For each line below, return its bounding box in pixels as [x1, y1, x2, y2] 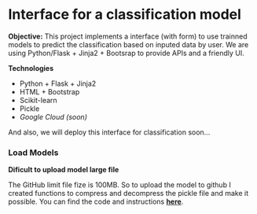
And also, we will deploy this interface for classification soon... [8, 127, 211, 137]
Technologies [8, 63, 54, 72]
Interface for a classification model [8, 6, 242, 24]
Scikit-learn [19, 95, 57, 105]
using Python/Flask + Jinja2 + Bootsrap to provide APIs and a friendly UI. [8, 48, 245, 57]
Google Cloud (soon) [19, 112, 88, 121]
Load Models [8, 147, 59, 158]
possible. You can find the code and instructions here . [8, 197, 184, 206]
